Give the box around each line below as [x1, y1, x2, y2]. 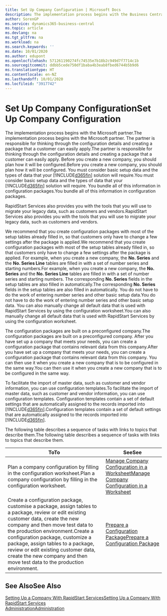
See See [123, 449, 142, 456]
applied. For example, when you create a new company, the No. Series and [5, 255, 160, 261]
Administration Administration [5, 606, 65, 612]
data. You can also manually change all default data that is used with [5, 302, 146, 308]
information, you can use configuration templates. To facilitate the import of [5, 385, 159, 391]
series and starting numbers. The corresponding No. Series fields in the [5, 276, 153, 282]
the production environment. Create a [7, 527, 94, 534]
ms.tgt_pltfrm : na [5, 35, 43, 40]
